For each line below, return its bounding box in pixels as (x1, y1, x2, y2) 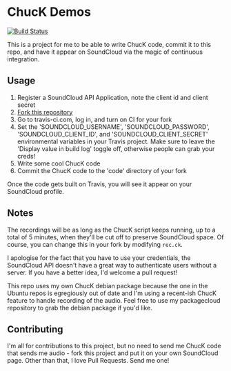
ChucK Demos (7, 4, 92, 20)
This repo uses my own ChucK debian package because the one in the (7, 281, 208, 290)
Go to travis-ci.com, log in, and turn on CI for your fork (17, 115, 172, 123)
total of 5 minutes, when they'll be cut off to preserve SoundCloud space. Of (7, 232, 224, 241)
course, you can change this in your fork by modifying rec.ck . (7, 240, 183, 248)
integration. (7, 54, 40, 63)
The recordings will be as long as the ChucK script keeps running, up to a (7, 225, 216, 234)
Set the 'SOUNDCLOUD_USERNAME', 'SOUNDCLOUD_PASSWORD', (17, 122, 210, 131)
